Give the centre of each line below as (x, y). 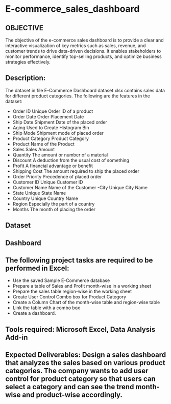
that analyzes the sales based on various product (85, 363)
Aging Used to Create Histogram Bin (51, 127)
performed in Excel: (37, 268)
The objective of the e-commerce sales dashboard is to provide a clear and (85, 40)
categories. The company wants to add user (77, 371)
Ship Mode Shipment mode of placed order (58, 133)
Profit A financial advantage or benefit (53, 166)
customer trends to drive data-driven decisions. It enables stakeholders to (83, 51)
